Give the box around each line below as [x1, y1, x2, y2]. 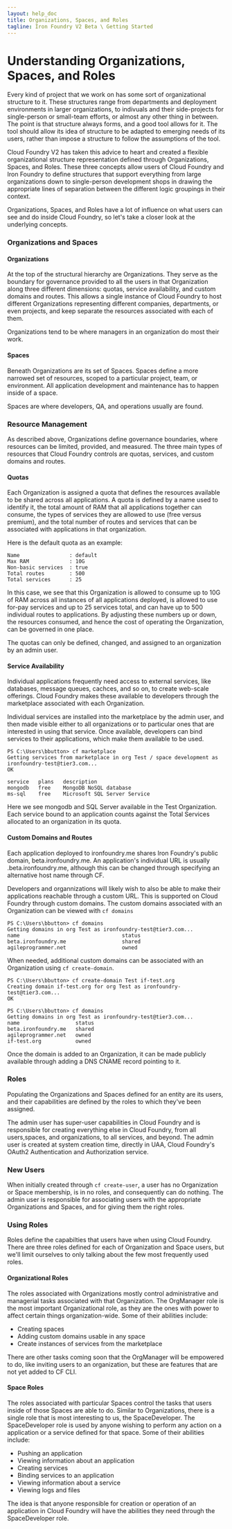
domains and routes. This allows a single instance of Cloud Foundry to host [7, 292, 222, 301]
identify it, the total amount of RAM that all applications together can [7, 503, 202, 511]
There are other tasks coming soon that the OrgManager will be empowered [7, 1352, 224, 1361]
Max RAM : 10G [7, 558, 85, 565]
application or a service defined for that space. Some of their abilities [7, 1428, 205, 1436]
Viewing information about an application [17, 1456, 135, 1465]
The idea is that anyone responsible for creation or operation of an [7, 1499, 197, 1508]
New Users [7, 1165, 45, 1174]
